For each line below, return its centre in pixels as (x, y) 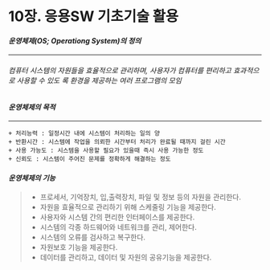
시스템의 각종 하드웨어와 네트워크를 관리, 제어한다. (118, 227)
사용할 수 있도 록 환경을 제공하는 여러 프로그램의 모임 (99, 80)
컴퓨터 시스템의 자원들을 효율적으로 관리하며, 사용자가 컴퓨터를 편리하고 (120, 70)
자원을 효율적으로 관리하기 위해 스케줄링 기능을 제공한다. (128, 207)
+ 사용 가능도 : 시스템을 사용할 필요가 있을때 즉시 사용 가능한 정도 (106, 151)
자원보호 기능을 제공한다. (79, 247)
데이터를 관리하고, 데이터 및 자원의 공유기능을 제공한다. (126, 257)
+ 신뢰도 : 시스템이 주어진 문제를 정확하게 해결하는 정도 (90, 159)
